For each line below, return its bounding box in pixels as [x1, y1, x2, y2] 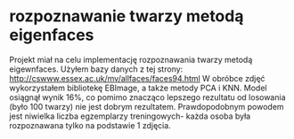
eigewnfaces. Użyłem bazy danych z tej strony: [9, 64, 184, 74]
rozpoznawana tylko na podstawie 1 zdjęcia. [9, 120, 171, 130]
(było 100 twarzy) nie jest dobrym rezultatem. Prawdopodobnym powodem [9, 101, 284, 112]
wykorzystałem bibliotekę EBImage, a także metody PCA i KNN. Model [9, 82, 267, 93]
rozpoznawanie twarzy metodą [9, 6, 244, 27]
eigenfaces [9, 25, 94, 45]
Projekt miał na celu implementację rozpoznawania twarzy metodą [9, 54, 253, 65]
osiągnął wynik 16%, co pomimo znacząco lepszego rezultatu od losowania [9, 91, 287, 103]
